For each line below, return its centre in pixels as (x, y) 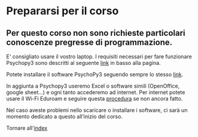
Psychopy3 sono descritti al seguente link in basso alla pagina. (83, 63)
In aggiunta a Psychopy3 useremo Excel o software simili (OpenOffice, (93, 86)
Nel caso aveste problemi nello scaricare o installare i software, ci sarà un (97, 110)
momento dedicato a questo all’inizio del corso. (64, 116)
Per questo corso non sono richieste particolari (96, 33)
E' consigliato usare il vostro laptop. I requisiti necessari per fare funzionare (99, 57)
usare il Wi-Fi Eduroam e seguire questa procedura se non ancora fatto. (95, 99)
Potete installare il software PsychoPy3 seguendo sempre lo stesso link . (95, 74)
